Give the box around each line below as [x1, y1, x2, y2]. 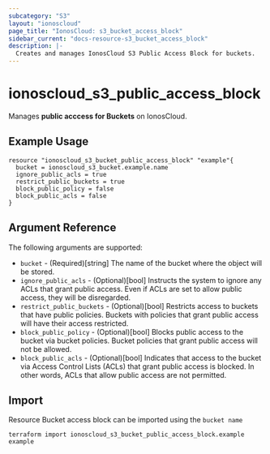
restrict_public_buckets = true [15, 178, 126, 186]
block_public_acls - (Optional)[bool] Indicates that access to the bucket [19, 353, 262, 362]
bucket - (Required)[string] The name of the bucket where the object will [19, 258, 262, 268]
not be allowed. [19, 344, 72, 353]
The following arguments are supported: [8, 242, 144, 252]
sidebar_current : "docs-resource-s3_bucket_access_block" [8, 34, 208, 43]
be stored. [19, 267, 55, 276]
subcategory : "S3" [8, 11, 71, 20]
